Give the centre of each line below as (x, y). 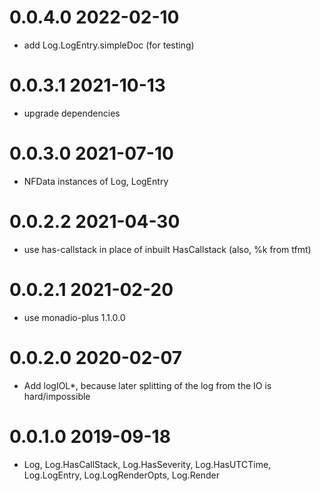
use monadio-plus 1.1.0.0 (74, 317)
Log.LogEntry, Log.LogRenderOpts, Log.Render (121, 475)
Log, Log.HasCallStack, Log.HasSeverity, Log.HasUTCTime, (147, 464)
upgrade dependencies (72, 113)
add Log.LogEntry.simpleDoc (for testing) (109, 45)
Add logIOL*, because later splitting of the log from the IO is (147, 385)
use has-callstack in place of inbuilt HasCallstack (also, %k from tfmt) (167, 249)
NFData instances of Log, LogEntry (96, 181)
